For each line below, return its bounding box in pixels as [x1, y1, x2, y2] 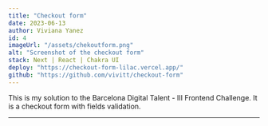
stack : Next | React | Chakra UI [8, 57, 120, 65]
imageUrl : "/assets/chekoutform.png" [8, 41, 134, 49]
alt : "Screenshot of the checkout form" [8, 49, 145, 57]
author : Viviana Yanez [8, 26, 84, 34]
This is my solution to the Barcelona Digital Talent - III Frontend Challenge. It [8, 93, 258, 102]
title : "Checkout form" [8, 11, 88, 20]
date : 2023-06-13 [8, 19, 66, 27]
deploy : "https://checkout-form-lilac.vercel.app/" [8, 64, 183, 72]
